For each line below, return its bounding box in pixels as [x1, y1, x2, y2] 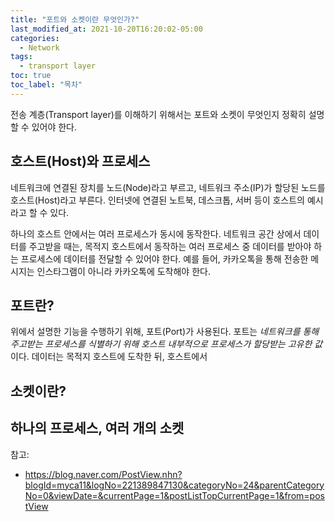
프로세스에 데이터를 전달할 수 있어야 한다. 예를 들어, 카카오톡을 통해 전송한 [20, 252, 309, 265]
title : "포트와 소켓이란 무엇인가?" [10, 14, 140, 25]
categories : [10, 33, 60, 43]
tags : [10, 52, 33, 62]
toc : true [10, 71, 52, 81]
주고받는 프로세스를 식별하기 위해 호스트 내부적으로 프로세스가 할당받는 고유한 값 [10, 338, 323, 350]
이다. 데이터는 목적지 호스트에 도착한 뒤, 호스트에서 [10, 351, 208, 363]
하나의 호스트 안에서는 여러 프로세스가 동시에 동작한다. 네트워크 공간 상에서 [10, 227, 302, 240]
